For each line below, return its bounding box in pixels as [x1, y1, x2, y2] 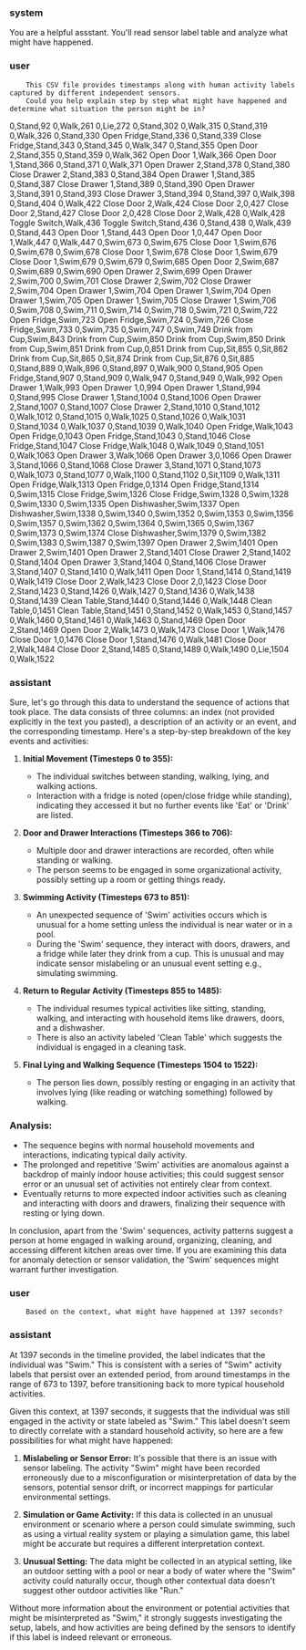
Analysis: [9, 1119, 53, 1132]
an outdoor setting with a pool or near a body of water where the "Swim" [22, 1565, 296, 1576]
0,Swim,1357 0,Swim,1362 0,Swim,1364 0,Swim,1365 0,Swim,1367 [9, 517, 255, 528]
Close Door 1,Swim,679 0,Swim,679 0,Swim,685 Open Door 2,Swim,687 [9, 255, 280, 266]
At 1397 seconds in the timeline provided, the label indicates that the [9, 1349, 266, 1360]
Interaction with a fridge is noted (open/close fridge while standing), [36, 790, 292, 801]
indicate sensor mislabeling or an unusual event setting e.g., [36, 958, 262, 969]
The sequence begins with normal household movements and [22, 1140, 255, 1151]
